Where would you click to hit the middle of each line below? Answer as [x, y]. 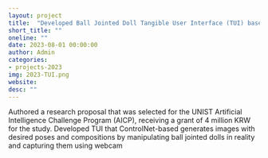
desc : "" [23, 89]
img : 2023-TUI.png [39, 75]
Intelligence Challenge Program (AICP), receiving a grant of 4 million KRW [130, 121]
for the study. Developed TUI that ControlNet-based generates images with [132, 129]
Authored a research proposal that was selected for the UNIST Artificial [125, 112]
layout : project [35, 15]
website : [23, 82]
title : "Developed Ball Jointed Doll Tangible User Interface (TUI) [126, 23]
